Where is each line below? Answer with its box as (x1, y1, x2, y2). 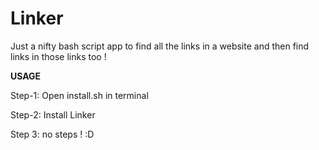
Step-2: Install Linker (10, 108, 96, 121)
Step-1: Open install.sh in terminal (10, 89, 149, 101)
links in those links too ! (10, 50, 107, 62)
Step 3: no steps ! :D (10, 128, 95, 140)
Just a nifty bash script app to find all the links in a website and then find (10, 40, 310, 52)
